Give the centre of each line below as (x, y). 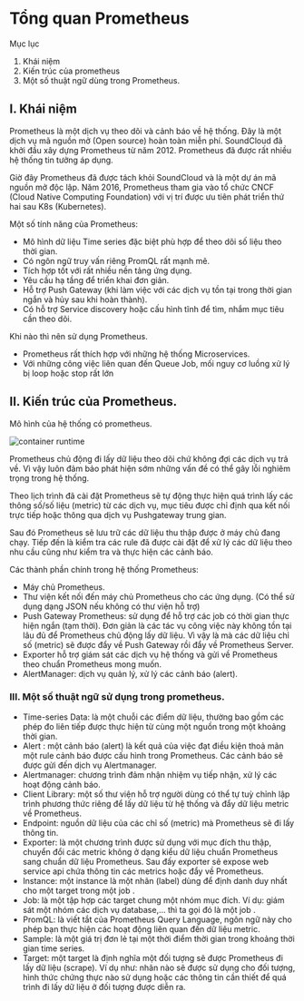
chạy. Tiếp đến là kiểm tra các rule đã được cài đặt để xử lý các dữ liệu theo (151, 542)
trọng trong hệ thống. (49, 478)
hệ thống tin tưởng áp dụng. (61, 160)
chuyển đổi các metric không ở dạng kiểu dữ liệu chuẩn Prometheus (150, 851)
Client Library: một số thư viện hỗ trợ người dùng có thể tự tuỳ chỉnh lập (156, 794)
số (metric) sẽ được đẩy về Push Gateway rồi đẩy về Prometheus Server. (158, 644)
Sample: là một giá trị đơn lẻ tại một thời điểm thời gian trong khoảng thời (158, 938)
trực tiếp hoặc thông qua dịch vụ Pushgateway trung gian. (118, 515)
